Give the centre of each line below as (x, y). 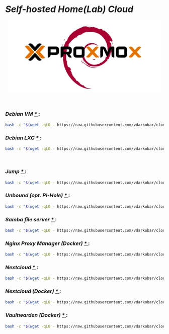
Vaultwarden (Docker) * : (36, 315)
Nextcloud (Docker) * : (33, 291)
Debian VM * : (23, 114)
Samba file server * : (31, 219)
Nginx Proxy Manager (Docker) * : (48, 243)
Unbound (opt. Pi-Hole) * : (38, 196)
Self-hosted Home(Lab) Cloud (69, 9)
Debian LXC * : (23, 138)
